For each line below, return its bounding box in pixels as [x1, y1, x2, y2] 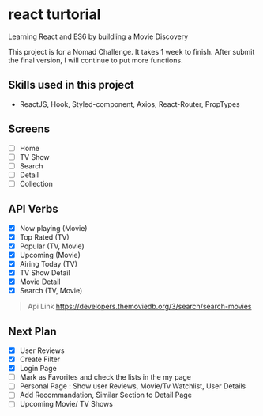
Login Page [19, 364, 57, 373]
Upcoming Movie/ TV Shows [19, 399, 113, 409]
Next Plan [8, 324, 57, 338]
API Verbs [8, 202, 58, 216]
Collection [19, 179, 53, 188]
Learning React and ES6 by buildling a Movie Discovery [8, 32, 189, 41]
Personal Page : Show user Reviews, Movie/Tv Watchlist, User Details [19, 381, 246, 391]
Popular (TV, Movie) [19, 241, 85, 251]
